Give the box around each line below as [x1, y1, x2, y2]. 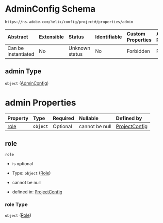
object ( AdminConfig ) [5, 80, 49, 86]
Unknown [68, 45, 91, 51]
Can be [7, 45, 24, 51]
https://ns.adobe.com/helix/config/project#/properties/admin [5, 19, 133, 24]
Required [52, 115, 74, 121]
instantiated [7, 51, 34, 57]
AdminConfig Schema [5, 3, 96, 15]
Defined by [116, 115, 142, 121]
